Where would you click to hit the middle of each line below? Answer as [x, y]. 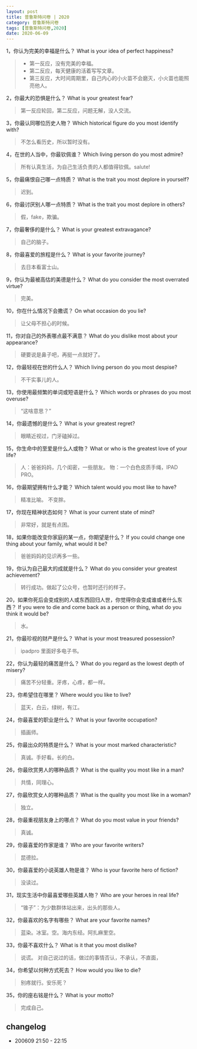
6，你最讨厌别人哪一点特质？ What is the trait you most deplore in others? [96, 204]
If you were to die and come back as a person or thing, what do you [99, 607]
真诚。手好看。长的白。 [49, 757]
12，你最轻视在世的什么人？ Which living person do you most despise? [92, 367]
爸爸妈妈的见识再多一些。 [51, 556]
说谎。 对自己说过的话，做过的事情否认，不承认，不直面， [91, 958]
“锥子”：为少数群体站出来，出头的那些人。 [72, 908]
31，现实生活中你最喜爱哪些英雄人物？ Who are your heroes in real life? [93, 895]
